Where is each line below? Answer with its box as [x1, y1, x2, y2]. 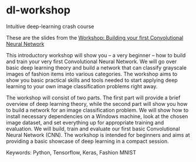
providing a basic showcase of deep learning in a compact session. [6, 137, 169, 144]
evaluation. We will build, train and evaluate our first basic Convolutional [6, 125, 180, 132]
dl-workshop [6, 4, 70, 17]
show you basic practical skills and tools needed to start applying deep [6, 77, 178, 84]
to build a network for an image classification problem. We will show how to [6, 106, 189, 113]
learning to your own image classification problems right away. [6, 82, 158, 89]
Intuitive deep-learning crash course [6, 23, 94, 30]
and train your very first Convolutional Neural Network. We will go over [6, 58, 177, 65]
